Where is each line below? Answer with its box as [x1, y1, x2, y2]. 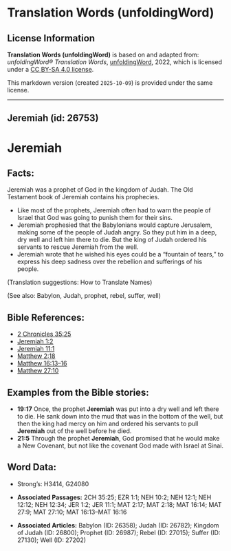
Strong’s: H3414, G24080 [16, 479, 89, 488]
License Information [7, 32, 95, 44]
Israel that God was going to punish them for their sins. [16, 214, 173, 222]
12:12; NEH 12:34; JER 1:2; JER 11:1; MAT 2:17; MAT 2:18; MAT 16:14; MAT [16, 500, 222, 508]
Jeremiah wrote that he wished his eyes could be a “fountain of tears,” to [16, 250, 224, 259]
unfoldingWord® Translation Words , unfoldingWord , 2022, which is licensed [7, 58, 222, 66]
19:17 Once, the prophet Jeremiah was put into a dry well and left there [16, 405, 219, 413]
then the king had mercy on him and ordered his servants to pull [16, 419, 199, 428]
